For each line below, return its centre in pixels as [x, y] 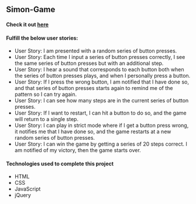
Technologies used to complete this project [60, 164]
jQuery [23, 195]
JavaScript [27, 189]
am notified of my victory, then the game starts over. [78, 150]
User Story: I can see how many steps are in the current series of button [102, 101]
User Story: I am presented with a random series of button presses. [96, 51]
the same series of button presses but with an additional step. [89, 63]
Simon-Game [31, 10]
